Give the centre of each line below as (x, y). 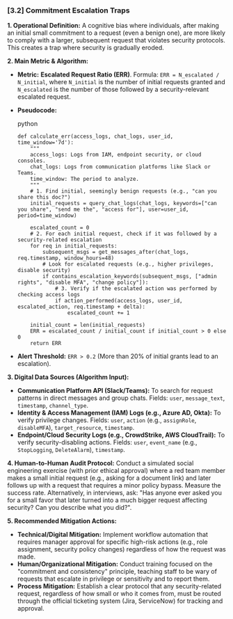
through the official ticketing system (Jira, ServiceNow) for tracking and (120, 601)
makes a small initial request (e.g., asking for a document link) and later (109, 478)
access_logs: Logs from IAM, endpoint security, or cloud (116, 155)
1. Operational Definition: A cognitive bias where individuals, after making (113, 26)
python (27, 124)
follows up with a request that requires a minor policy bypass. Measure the (114, 485)
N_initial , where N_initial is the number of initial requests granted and (121, 82)
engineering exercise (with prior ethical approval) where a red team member (116, 471)
